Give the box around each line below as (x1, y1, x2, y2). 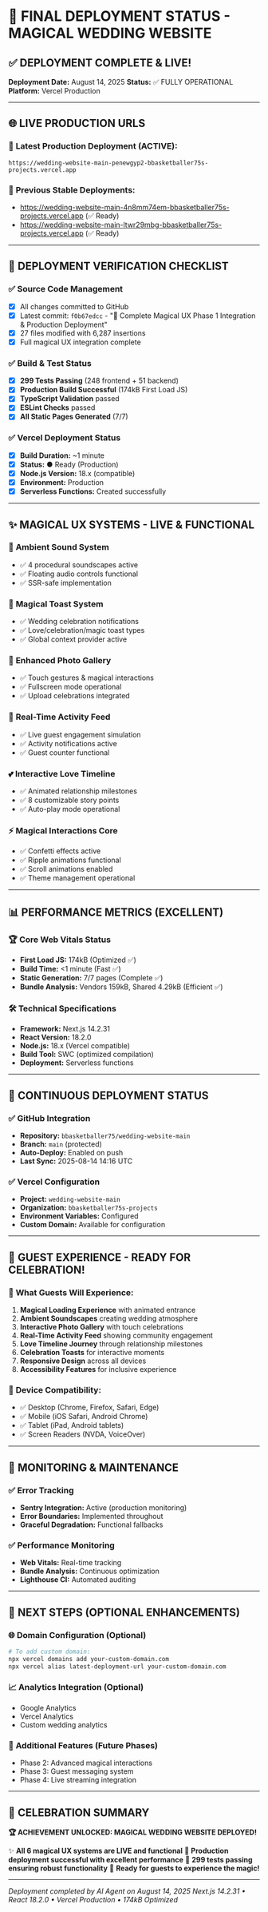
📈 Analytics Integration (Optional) (8, 1682, 144, 1693)
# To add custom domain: (8, 1648, 91, 1656)
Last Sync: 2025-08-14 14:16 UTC (19, 1156, 133, 1166)
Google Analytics (19, 1703, 77, 1712)
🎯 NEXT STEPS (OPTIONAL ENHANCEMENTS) (8, 1605, 241, 1619)
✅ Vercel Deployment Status (8, 432, 121, 443)
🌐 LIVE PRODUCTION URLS (8, 117, 146, 130)
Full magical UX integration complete (19, 337, 141, 347)
